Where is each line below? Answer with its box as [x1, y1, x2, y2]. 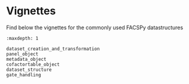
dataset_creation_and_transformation [6, 46, 100, 52]
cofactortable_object [6, 61, 60, 67]
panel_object [6, 51, 39, 57]
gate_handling [6, 71, 42, 78]
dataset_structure [6, 67, 52, 73]
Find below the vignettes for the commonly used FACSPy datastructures [6, 24, 184, 31]
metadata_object [6, 56, 47, 62]
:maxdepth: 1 [6, 35, 39, 41]
